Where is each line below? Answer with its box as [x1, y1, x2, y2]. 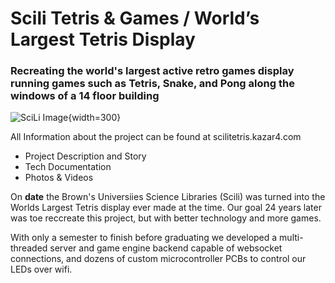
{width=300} [68, 112, 122, 124]
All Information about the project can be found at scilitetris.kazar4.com [10, 131, 302, 143]
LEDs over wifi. [10, 263, 73, 276]
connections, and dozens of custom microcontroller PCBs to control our [10, 253, 307, 265]
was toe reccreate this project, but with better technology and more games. [10, 212, 322, 224]
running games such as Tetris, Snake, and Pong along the [10, 77, 295, 91]
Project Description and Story [24, 150, 147, 162]
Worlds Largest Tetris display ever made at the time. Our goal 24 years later [10, 202, 322, 214]
